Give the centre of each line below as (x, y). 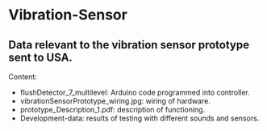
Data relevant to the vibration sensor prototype (129, 45)
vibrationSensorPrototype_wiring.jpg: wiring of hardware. (115, 101)
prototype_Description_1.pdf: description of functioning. (113, 110)
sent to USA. (40, 57)
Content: (23, 77)
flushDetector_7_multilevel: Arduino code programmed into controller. (135, 92)
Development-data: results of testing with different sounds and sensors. (140, 118)
